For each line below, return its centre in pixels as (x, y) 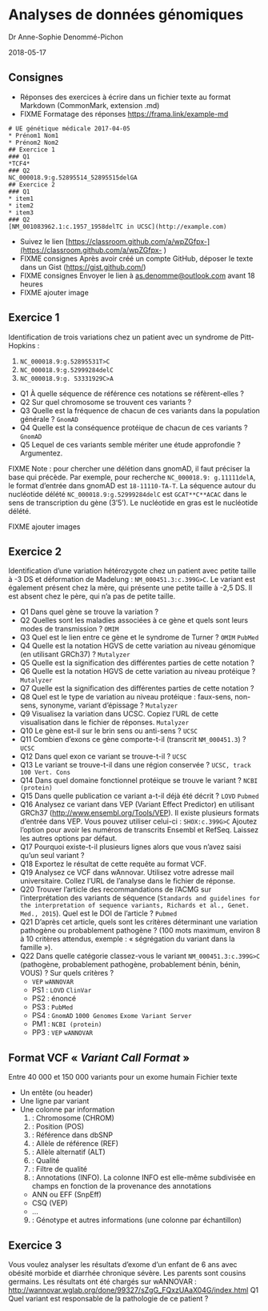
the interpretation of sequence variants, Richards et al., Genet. (134, 906)
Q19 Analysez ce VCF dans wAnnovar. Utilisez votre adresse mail (127, 872)
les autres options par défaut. (68, 839)
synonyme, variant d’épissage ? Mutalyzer (109, 705)
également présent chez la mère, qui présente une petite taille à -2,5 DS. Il (130, 588)
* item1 (21, 198)
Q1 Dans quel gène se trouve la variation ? (89, 612)
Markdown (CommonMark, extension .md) (90, 105)
